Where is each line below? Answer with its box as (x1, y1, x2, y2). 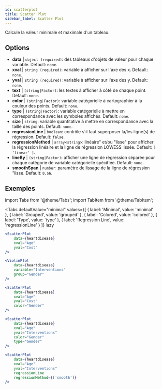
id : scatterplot (5, 7, 38, 12)
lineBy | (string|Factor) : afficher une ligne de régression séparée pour (12, 155, 155, 160)
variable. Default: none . (12, 62, 58, 68)
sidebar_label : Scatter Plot (5, 16, 64, 21)
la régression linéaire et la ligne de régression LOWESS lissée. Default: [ (12, 144, 156, 150)
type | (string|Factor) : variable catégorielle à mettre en (12, 108, 125, 114)
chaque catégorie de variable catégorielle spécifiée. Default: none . (12, 160, 144, 166)
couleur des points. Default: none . (12, 103, 79, 109)
